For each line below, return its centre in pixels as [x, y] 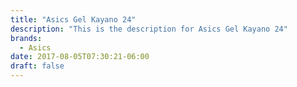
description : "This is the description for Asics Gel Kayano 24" [149, 29]
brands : [26, 38]
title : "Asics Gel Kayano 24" [73, 19]
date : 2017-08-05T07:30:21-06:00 [80, 57]
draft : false [37, 66]
